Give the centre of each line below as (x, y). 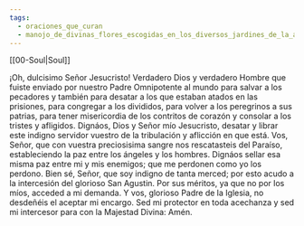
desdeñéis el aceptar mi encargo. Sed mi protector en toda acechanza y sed (152, 202)
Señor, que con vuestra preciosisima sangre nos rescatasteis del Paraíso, (146, 145)
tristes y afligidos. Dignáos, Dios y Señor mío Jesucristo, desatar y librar (144, 126)
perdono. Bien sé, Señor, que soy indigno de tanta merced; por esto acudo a (152, 174)
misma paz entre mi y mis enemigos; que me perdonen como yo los (136, 165)
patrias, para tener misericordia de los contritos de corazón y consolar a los (151, 116)
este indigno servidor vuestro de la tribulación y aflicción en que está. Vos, (149, 136)
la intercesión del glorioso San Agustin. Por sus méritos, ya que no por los (147, 184)
